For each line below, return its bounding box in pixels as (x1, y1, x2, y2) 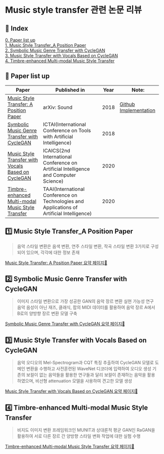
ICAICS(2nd (43, 147, 71, 154)
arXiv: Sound (43, 103, 73, 110)
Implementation (119, 107, 156, 114)
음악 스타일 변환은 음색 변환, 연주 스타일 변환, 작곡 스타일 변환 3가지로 (17, 243, 150, 249)
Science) (43, 178, 64, 185)
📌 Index (5, 24, 28, 32)
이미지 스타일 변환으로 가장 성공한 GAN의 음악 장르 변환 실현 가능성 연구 (17, 298, 154, 304)
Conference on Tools (43, 127, 91, 134)
